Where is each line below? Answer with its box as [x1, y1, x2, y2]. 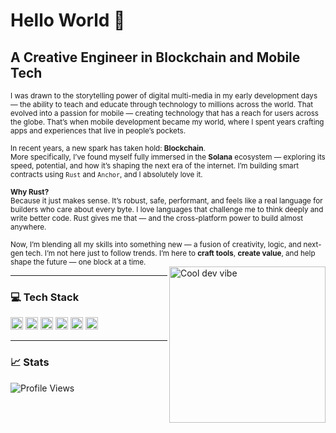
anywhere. [10, 222, 47, 232]
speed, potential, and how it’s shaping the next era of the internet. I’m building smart [10, 161, 300, 171]
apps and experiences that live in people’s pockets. [10, 126, 187, 136]
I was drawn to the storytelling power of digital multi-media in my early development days [10, 91, 318, 101]
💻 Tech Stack [10, 290, 80, 304]
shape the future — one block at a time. [10, 257, 147, 267]
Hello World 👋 [10, 9, 126, 32]
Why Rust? [10, 187, 50, 197]
